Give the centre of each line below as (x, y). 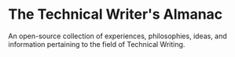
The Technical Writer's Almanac (116, 14)
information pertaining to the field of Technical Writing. (97, 44)
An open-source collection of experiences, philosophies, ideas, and (118, 36)
